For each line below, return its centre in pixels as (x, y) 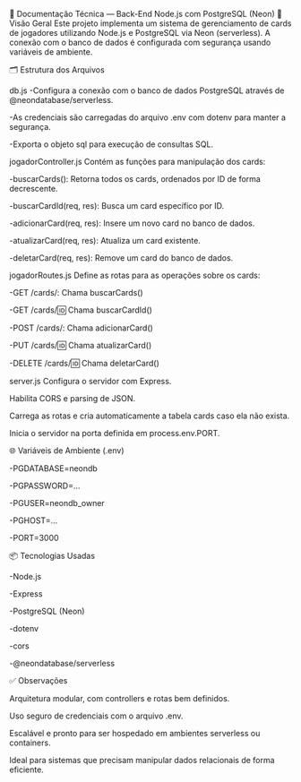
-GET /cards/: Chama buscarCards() (76, 292)
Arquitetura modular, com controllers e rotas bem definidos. (120, 698)
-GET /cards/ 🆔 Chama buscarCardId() (81, 310)
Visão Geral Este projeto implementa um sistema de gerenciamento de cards (150, 23)
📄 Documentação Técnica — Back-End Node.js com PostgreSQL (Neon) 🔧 (146, 14)
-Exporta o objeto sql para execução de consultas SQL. (111, 144)
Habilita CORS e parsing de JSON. (73, 398)
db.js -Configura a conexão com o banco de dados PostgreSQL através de (147, 90)
